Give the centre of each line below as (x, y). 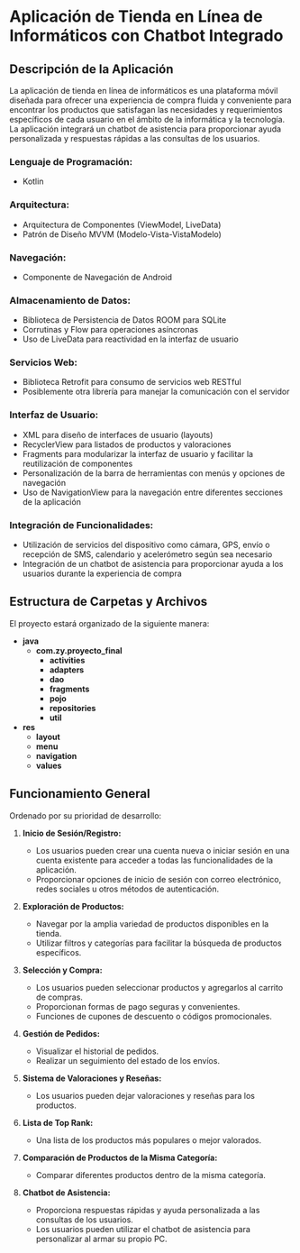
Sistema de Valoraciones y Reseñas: (92, 1078)
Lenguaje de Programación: (71, 161)
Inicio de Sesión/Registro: (72, 833)
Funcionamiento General (80, 794)
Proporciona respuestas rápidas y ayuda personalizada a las (148, 1210)
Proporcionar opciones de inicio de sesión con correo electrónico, (159, 879)
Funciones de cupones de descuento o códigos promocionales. (154, 1016)
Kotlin (33, 181)
